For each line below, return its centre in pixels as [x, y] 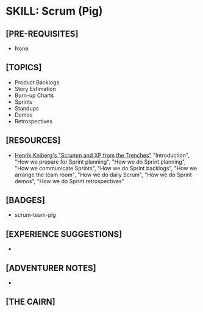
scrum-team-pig [35, 215]
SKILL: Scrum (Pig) [54, 11]
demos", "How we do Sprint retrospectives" [69, 181]
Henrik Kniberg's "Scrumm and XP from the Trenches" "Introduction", [102, 155]
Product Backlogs [37, 82]
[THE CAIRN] [30, 302]
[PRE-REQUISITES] [42, 34]
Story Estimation [35, 89]
